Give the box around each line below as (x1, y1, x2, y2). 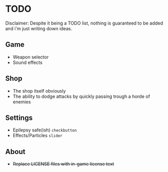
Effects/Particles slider (12, 133, 63, 139)
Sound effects (12, 59, 42, 66)
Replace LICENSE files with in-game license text (12, 161, 114, 167)
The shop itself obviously (12, 88, 66, 94)
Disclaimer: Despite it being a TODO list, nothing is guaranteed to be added (5, 20, 163, 26)
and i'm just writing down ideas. (5, 25, 73, 31)
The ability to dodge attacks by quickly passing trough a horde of (12, 93, 151, 99)
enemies (12, 98, 31, 105)
